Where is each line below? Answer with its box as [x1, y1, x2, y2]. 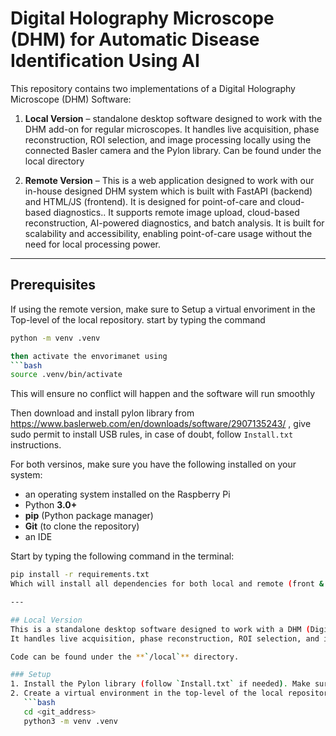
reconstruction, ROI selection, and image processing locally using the [24, 133, 312, 146]
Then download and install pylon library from [10, 407, 195, 419]
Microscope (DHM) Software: [10, 93, 132, 105]
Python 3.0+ [24, 499, 78, 511]
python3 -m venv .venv [23, 716, 118, 726]
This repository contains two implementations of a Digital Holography [10, 82, 296, 94]
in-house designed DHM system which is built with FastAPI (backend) [24, 185, 313, 197]
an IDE [24, 531, 53, 543]
